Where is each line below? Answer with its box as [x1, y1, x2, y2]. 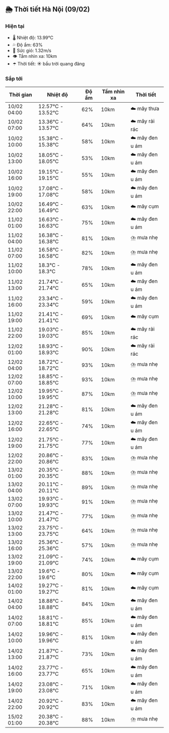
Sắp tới [5, 75, 23, 82]
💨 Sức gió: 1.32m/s [12, 47, 52, 53]
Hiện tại [5, 23, 25, 30]
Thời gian [9, 91, 33, 98]
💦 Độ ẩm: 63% [12, 42, 43, 48]
